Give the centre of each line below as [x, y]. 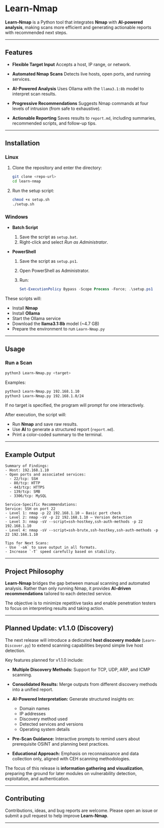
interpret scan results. [34, 94]
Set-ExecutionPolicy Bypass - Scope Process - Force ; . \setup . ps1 [86, 289]
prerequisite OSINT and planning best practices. [61, 744]
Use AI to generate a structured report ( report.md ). [63, 429]
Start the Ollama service [36, 319]
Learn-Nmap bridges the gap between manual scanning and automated [78, 583]
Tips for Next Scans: [27, 543]
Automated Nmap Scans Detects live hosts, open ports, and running [81, 74]
